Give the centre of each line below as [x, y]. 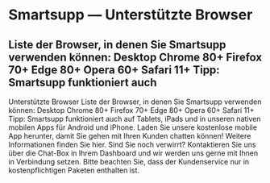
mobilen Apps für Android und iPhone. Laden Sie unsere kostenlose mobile [133, 127]
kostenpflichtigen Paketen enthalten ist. [74, 170]
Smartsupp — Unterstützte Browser [131, 15]
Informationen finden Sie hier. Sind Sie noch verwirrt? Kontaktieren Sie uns [132, 144]
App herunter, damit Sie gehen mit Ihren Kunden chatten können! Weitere [130, 136]
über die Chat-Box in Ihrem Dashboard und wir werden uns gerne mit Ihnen [133, 153]
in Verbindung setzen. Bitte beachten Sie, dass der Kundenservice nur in [129, 162]
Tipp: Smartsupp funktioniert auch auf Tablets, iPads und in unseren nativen [135, 119]
